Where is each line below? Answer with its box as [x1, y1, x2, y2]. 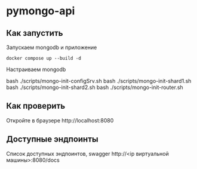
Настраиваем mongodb [6, 66, 66, 73]
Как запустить [6, 28, 63, 38]
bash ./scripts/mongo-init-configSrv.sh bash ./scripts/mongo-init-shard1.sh [6, 78, 192, 84]
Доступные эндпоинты [6, 134, 98, 145]
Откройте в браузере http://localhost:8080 [6, 116, 114, 124]
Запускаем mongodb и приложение [6, 44, 97, 51]
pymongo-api [6, 4, 75, 18]
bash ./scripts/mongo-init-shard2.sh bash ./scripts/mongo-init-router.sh [6, 84, 183, 91]
